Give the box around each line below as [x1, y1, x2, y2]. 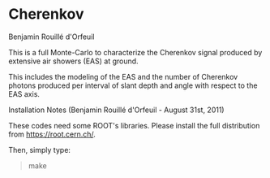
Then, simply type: [8, 145, 71, 154]
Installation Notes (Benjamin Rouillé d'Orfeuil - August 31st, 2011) [8, 105, 225, 115]
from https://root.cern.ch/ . [8, 129, 96, 139]
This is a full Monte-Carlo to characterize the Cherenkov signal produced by [8, 47, 263, 57]
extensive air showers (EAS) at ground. [8, 56, 139, 66]
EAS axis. [8, 89, 41, 98]
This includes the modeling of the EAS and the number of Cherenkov [8, 72, 238, 81]
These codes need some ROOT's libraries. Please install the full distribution [8, 120, 260, 130]
